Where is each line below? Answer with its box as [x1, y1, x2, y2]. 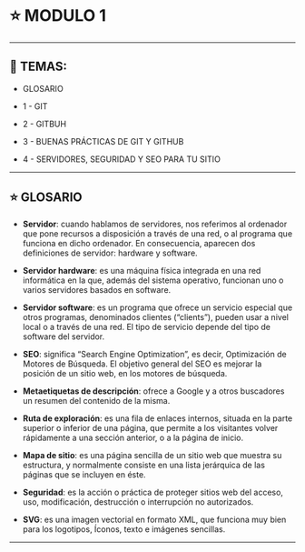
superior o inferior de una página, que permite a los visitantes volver [22, 422, 279, 433]
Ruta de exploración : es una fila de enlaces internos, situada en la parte [22, 413, 293, 424]
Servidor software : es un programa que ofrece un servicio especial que [22, 302, 293, 313]
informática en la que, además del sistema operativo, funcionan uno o [22, 275, 284, 286]
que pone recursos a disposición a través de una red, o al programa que [22, 227, 293, 239]
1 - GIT [22, 100, 48, 112]
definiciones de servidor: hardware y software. [22, 247, 198, 258]
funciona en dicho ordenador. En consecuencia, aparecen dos [22, 237, 256, 248]
